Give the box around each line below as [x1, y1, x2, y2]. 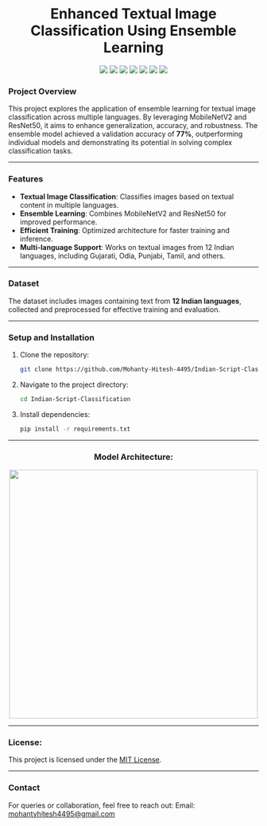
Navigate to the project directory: [19, 380, 129, 389]
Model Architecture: [94, 451, 173, 462]
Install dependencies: [19, 409, 91, 419]
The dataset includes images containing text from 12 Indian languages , [8, 296, 242, 306]
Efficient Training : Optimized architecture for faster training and [19, 225, 230, 235]
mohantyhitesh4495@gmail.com [8, 808, 115, 818]
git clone [19, 365, 53, 374]
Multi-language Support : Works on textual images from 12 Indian [19, 242, 234, 251]
